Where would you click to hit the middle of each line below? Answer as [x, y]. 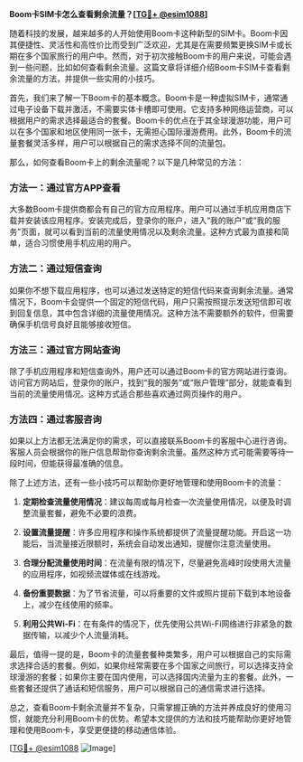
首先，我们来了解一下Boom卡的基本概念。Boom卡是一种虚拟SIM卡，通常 [145, 98]
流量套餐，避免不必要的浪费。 [86, 513]
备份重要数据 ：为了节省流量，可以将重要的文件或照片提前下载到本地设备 [156, 593]
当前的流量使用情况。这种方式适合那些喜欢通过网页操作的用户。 [128, 393]
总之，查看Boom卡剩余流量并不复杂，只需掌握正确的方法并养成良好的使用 [147, 708]
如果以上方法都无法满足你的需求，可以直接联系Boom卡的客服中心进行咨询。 [151, 441]
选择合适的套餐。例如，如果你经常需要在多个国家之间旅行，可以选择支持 [151, 666]
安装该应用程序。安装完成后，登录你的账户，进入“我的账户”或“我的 [149, 221]
